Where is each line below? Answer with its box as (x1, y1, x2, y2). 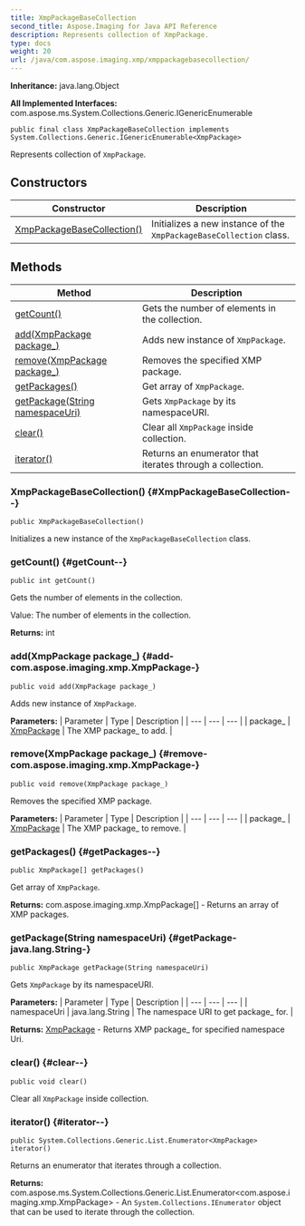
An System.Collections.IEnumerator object (121, 1197, 281, 1207)
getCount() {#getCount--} (10, 555, 128, 568)
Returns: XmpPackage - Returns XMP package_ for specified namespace (10, 1024, 285, 1035)
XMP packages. (10, 909, 70, 920)
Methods (10, 259, 62, 275)
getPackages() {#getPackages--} (10, 845, 161, 858)
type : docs (10, 38, 52, 48)
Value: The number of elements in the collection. (10, 609, 192, 621)
